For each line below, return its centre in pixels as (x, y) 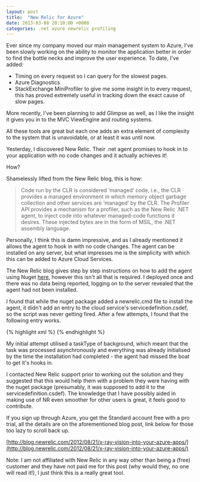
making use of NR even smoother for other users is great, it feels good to (96, 400)
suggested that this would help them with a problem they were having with (98, 381)
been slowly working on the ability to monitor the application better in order (99, 52)
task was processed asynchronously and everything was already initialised (98, 350)
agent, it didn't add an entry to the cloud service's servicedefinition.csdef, (97, 308)
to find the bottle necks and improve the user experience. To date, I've (93, 58)
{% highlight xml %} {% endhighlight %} (56, 332)
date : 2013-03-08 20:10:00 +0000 (48, 23)
